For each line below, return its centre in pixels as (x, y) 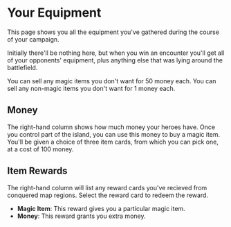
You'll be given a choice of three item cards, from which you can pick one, (113, 142)
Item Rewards (37, 171)
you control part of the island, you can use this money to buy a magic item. (114, 134)
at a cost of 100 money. (40, 149)
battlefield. (22, 67)
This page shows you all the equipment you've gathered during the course (113, 32)
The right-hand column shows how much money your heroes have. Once (111, 127)
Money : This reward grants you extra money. (81, 216)
